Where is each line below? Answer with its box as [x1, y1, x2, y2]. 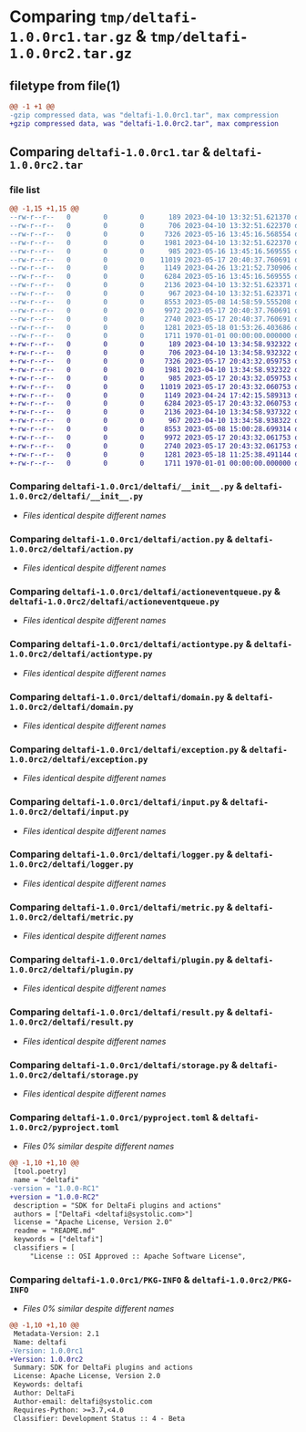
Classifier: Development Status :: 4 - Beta [13, 1414, 185, 1423]
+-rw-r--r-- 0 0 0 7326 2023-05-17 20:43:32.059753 [9, 357, 291, 366]
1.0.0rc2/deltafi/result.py [9, 1017, 134, 1027]
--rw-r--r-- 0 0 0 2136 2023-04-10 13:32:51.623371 [9, 281, 291, 290]
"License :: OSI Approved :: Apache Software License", [29, 1252, 247, 1261]
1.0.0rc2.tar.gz [9, 46, 132, 63]
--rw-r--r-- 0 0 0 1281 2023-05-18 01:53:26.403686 [9, 323, 291, 332]
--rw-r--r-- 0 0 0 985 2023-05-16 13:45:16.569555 [9, 246, 291, 256]
